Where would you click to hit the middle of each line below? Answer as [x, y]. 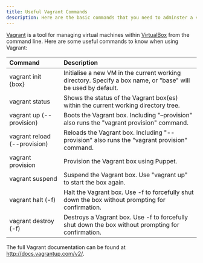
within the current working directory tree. [121, 105]
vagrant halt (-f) [33, 200]
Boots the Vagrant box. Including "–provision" [128, 115]
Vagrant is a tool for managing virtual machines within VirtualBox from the [98, 34]
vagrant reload [30, 136]
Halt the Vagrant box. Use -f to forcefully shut [128, 192]
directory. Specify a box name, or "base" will [127, 80]
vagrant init [25, 76]
